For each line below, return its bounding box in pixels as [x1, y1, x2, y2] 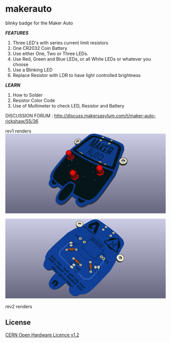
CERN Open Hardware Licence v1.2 [5, 332, 80, 338]
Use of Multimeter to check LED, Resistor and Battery [12, 102, 125, 109]
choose [12, 61, 29, 67]
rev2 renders [5, 304, 33, 309]
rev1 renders [5, 128, 32, 134]
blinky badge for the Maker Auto [5, 20, 73, 26]
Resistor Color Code [12, 97, 55, 103]
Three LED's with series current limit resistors [12, 39, 108, 46]
